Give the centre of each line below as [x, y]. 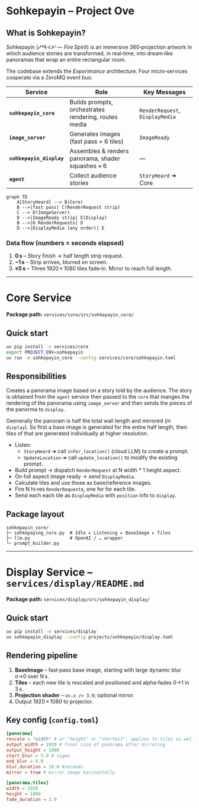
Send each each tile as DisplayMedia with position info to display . [95, 495]
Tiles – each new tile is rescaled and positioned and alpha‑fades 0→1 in [102, 682]
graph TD [17, 197]
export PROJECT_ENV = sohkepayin [45, 352]
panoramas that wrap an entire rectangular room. [66, 60]
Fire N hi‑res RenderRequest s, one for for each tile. [75, 489]
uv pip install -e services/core [47, 347]
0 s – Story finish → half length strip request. [69, 256]
